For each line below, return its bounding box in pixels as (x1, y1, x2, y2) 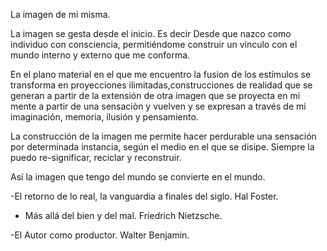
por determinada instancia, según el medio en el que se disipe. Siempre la (10, 141, 315, 153)
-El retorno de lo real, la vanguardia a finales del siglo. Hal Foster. (10, 190, 279, 202)
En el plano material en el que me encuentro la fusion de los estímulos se (10, 69, 312, 80)
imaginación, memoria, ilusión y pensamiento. (10, 111, 199, 123)
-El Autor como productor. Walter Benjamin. (10, 229, 190, 241)
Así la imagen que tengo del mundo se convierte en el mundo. (10, 171, 266, 183)
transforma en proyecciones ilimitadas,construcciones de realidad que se (10, 79, 313, 91)
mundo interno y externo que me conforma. (10, 49, 191, 61)
